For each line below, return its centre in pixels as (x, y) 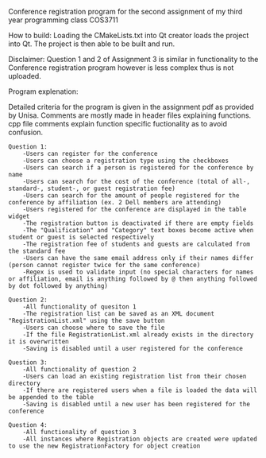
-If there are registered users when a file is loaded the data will (140, 390)
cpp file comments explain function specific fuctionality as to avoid (118, 124)
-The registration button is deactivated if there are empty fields (138, 223)
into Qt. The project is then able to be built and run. (92, 44)
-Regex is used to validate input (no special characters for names (138, 272)
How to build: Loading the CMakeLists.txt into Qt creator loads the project (129, 35)
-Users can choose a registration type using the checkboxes (125, 161)
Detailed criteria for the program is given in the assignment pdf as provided (131, 107)
